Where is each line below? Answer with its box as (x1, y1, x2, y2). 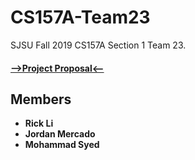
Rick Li (24, 117, 54, 130)
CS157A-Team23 (10, 6, 151, 29)
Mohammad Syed (24, 139, 100, 151)
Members (10, 91, 72, 108)
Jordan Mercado (24, 128, 96, 140)
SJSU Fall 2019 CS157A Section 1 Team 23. (10, 39, 187, 51)
